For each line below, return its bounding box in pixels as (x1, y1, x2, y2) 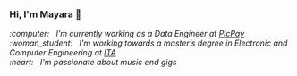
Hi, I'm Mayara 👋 (9, 8, 82, 21)
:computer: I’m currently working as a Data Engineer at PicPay (9, 29, 245, 39)
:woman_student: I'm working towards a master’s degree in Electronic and (9, 38, 288, 48)
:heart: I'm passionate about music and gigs (9, 57, 177, 68)
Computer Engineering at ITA (9, 47, 116, 58)
